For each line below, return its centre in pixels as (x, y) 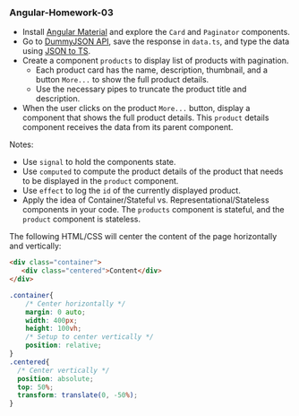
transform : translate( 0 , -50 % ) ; (78, 395)
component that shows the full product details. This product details (145, 117)
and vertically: (35, 246)
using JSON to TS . (56, 51)
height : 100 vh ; (54, 329)
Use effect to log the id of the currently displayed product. (132, 191)
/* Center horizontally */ (76, 303)
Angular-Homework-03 (61, 13)
